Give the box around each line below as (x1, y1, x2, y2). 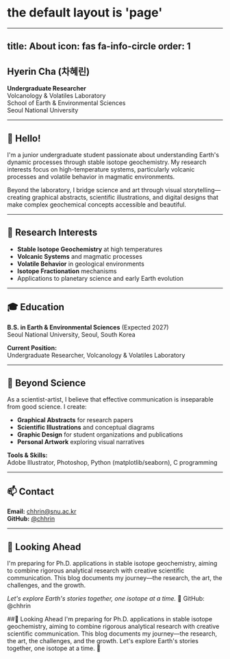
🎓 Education (7, 301, 65, 313)
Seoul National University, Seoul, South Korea (7, 330, 136, 338)
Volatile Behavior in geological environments (16, 259, 145, 268)
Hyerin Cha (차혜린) (7, 65, 90, 77)
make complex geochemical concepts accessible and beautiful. (7, 200, 187, 209)
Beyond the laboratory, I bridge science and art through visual (7, 185, 182, 194)
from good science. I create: (7, 403, 87, 411)
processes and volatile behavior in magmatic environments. (7, 172, 175, 181)
